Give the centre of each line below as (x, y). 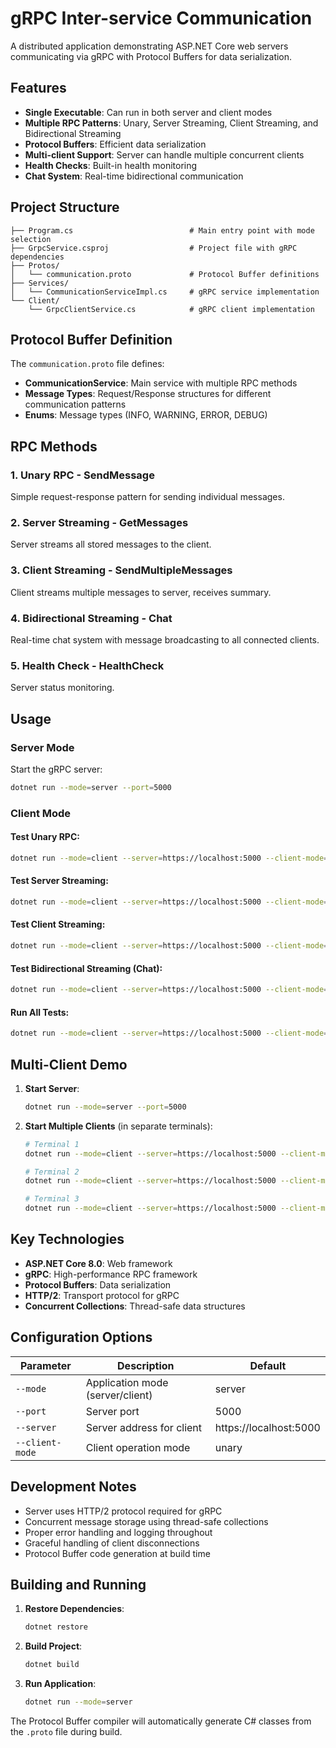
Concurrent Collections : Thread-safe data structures (135, 1306)
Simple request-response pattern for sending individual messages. (147, 497)
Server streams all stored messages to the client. (111, 544)
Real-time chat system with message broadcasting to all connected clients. (165, 639)
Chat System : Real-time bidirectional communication (134, 176)
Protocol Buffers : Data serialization (98, 1284)
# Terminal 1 (52, 1144)
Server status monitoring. (62, 688)
